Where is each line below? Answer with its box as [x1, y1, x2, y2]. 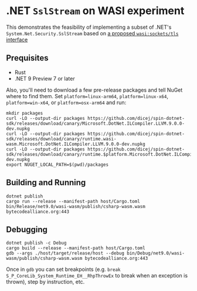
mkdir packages [6, 110, 43, 116]
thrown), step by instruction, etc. [6, 278, 85, 286]
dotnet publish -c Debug [6, 240, 67, 246]
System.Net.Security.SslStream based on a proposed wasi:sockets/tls [6, 29, 179, 36]
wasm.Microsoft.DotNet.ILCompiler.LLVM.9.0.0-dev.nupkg [6, 141, 145, 147]
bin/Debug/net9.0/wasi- [127, 250, 185, 256]
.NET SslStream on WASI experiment [6, 4, 185, 18]
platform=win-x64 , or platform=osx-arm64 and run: [6, 99, 127, 106]
